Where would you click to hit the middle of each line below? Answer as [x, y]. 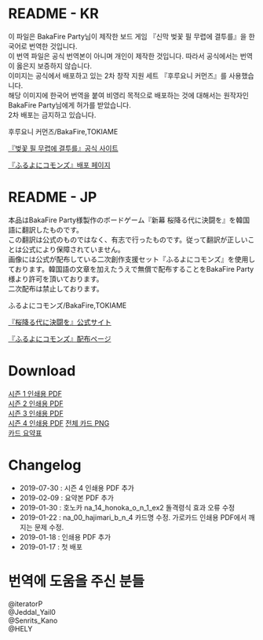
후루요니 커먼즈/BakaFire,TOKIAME [63, 131]
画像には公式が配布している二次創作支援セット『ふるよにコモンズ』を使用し [132, 259]
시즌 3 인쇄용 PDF [36, 413]
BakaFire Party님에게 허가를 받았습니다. [69, 105]
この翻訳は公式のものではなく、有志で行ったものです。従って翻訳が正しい [128, 240]
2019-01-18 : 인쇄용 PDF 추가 [65, 537]
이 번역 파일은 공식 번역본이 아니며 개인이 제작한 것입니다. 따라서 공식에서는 [123, 56]
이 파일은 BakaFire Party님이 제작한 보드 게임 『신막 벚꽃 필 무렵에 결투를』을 [128, 36]
